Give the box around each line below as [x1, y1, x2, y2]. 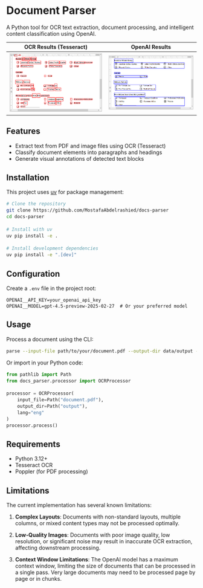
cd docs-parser [6, 214, 45, 220]
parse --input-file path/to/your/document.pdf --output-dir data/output [6, 348, 193, 354]
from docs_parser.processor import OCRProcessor [6, 378, 131, 384]
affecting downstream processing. [14, 544, 101, 552]
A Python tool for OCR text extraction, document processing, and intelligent [6, 24, 194, 31]
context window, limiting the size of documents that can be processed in [14, 563, 196, 570]
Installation [6, 172, 50, 183]
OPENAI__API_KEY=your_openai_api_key [6, 297, 101, 303]
